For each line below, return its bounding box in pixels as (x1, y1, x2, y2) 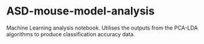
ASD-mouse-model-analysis (6, 4, 155, 18)
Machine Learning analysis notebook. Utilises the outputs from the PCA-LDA (6, 24, 198, 31)
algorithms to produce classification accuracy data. (6, 30, 135, 37)
